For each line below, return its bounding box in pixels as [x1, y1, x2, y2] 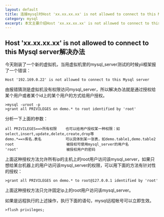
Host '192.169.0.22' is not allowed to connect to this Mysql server [5, 78, 150, 82]
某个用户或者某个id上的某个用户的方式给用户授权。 [5, 93, 107, 99]
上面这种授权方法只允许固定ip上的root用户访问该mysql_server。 [5, 187, 134, 193]
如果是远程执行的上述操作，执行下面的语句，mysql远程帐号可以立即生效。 [5, 198, 154, 204]
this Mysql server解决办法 [5, 47, 85, 56]
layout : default [5, 7, 38, 12]
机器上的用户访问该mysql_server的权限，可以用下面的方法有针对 [21, 162, 152, 168]
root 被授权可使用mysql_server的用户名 [5, 142, 129, 147]
